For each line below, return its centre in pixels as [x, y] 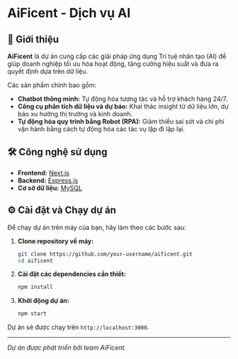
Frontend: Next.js [43, 172]
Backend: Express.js [48, 180]
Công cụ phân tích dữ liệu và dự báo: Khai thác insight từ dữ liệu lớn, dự [123, 106]
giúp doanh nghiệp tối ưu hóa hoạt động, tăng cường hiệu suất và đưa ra [113, 64]
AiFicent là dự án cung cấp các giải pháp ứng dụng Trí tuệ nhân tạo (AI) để [117, 56]
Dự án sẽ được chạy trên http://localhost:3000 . [78, 327]
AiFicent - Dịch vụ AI [69, 13]
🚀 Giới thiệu [33, 39]
